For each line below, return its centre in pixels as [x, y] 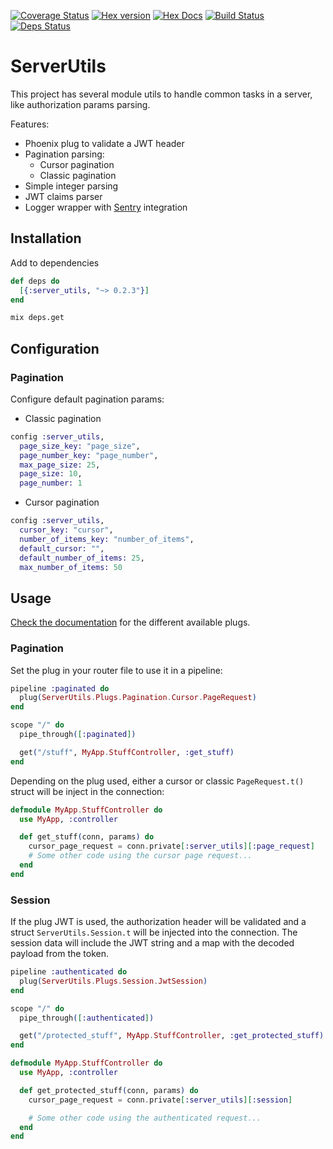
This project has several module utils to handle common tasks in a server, [161, 94]
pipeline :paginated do [60, 688]
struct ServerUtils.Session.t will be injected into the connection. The [154, 932]
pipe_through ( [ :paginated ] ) [78, 735]
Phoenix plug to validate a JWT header [104, 143]
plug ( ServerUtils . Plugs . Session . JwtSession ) [113, 981]
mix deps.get [37, 318]
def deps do [35, 281]
